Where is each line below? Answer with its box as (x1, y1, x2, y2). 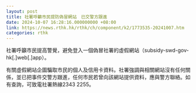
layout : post (6, 8, 38, 15)
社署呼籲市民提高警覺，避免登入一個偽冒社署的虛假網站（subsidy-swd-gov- (6, 47, 189, 54)
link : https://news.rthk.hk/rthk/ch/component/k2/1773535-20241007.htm (6, 24, 184, 31)
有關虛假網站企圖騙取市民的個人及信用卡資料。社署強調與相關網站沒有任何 (6, 66, 185, 73)
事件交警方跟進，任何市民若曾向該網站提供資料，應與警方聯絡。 (31, 74, 185, 81)
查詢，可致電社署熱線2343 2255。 (11, 81, 95, 88)
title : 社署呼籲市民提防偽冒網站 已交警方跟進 (6, 14, 108, 20)
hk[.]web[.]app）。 (6, 54, 50, 61)
